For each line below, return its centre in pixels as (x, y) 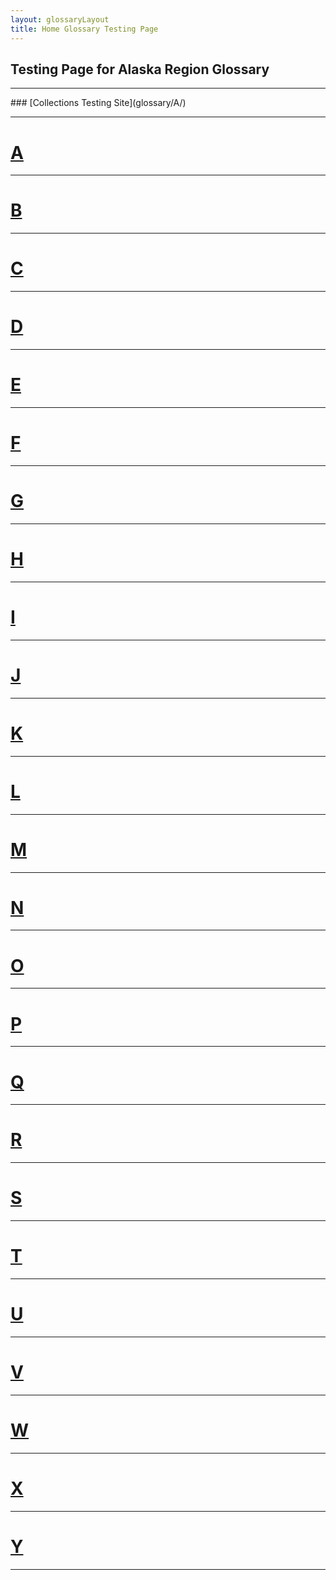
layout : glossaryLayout (60, 19)
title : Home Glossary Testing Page (84, 29)
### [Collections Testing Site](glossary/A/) (98, 103)
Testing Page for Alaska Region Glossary (140, 69)
